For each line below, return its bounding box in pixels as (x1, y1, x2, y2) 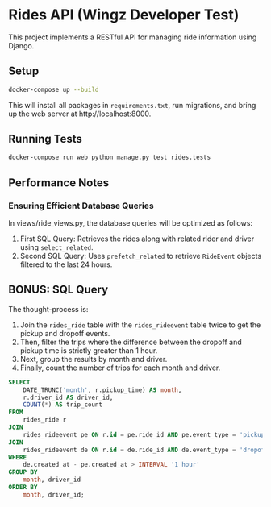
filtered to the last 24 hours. (19, 260, 113, 269)
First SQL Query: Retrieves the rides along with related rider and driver (19, 234, 255, 243)
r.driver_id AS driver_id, (23, 393, 114, 401)
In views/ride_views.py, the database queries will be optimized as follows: (8, 218, 252, 227)
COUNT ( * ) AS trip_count (23, 401, 103, 409)
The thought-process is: (8, 304, 89, 314)
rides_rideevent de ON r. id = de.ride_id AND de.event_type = (23, 446, 236, 454)
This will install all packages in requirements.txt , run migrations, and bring (8, 100, 256, 110)
